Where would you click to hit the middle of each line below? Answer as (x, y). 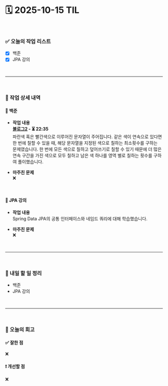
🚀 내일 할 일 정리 (23, 273)
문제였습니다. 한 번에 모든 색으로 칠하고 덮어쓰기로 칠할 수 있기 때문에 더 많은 (87, 149)
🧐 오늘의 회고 (20, 329)
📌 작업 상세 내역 (23, 98)
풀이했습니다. (30, 162)
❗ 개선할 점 (15, 366)
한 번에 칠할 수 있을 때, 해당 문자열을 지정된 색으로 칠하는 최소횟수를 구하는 (85, 143)
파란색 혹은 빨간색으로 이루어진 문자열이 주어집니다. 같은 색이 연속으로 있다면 (87, 137)
